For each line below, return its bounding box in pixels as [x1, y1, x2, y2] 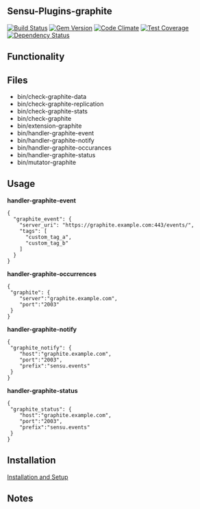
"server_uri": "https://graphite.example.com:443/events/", [19, 221, 195, 229]
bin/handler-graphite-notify [16, 137, 95, 145]
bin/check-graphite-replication [16, 100, 104, 109]
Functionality [7, 51, 65, 63]
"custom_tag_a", [25, 234, 72, 240]
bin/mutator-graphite [16, 158, 77, 167]
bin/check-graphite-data [16, 93, 87, 101]
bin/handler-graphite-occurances [16, 144, 112, 152]
